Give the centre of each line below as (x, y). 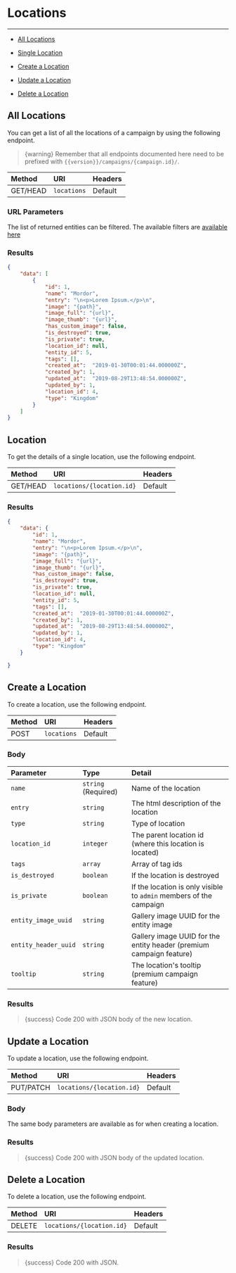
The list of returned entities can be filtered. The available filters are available (118, 227)
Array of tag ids (157, 864)
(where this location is (168, 844)
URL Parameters (35, 211)
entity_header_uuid (43, 945)
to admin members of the (172, 896)
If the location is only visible (177, 886)
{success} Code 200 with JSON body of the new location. (109, 1020)
